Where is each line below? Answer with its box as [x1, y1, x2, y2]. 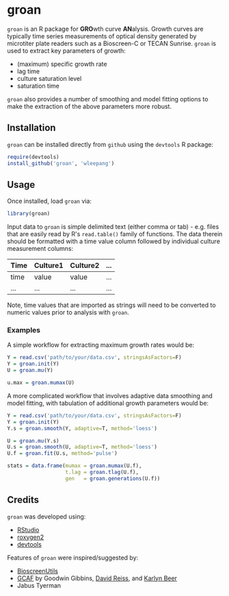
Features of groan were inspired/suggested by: [7, 554, 139, 562]
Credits [7, 494, 40, 506]
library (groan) [7, 210, 51, 217]
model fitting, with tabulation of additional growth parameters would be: [7, 399, 209, 407]
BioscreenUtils [16, 567, 58, 575]
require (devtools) [7, 153, 59, 160]
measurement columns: [7, 245, 74, 253]
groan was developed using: [7, 512, 86, 521]
